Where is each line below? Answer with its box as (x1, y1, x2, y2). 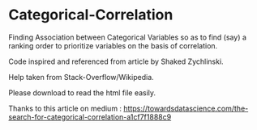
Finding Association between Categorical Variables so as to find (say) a (8, 32, 247, 42)
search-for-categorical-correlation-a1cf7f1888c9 (8, 111, 172, 122)
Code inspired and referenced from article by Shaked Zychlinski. (8, 57, 225, 66)
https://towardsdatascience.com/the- (123, 103, 249, 113)
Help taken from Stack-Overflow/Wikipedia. (8, 72, 154, 82)
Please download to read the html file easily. (8, 87, 156, 98)
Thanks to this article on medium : (8, 103, 122, 113)
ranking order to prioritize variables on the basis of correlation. (8, 40, 218, 50)
